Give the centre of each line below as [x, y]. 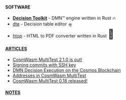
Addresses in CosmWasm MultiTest [49, 75]
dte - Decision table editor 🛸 [43, 24]
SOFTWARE [18, 7]
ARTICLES [16, 48]
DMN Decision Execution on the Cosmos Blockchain [67, 70]
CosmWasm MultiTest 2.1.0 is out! [47, 59]
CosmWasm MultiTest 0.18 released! [50, 81]
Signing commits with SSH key [44, 65]
